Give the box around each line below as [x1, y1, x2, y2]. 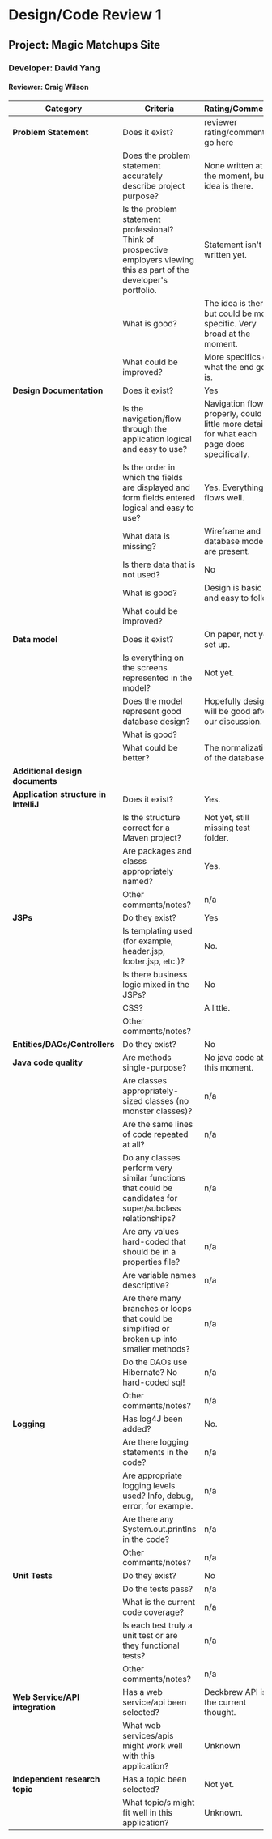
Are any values [122, 1225, 180, 1237]
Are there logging [122, 1436, 189, 1447]
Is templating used [122, 925, 193, 936]
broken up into [122, 1333, 178, 1344]
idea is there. [203, 180, 253, 191]
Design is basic [203, 581, 262, 593]
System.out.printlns [122, 1523, 197, 1535]
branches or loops [122, 1302, 192, 1313]
